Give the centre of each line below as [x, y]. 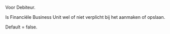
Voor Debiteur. [20, 7]
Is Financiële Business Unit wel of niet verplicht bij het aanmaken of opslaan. [85, 17]
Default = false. [21, 27]
